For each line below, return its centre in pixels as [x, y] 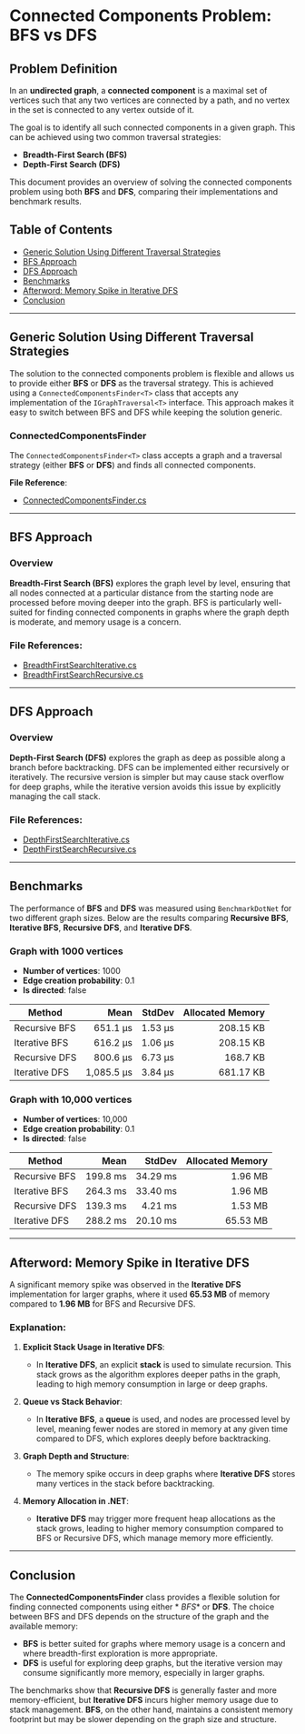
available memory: [44, 1626]
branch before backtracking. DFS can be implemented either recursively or [149, 767]
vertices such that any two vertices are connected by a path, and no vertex [150, 100]
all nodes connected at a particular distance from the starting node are [142, 593]
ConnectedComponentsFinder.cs [84, 500]
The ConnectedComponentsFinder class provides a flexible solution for [145, 1598]
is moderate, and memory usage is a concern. [95, 621]
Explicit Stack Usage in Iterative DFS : [93, 1348]
